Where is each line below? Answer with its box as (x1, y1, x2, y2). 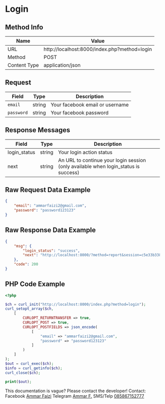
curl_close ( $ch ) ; (5, 370, 41, 375)
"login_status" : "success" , (23, 248, 80, 253)
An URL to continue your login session (58, 157, 146, 163)
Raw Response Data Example (5, 226, 96, 234)
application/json (43, 62, 81, 68)
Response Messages (5, 126, 70, 135)
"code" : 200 (14, 262, 38, 267)
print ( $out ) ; (5, 379, 32, 384)
